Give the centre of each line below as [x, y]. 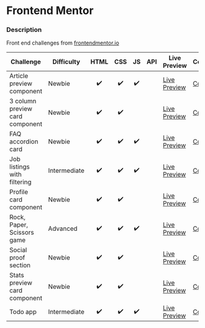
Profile [19, 192]
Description [24, 30]
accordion [24, 142]
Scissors [22, 233]
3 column [23, 101]
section [20, 265]
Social [18, 250]
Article [19, 76]
